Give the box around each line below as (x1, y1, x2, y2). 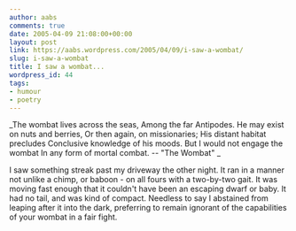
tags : (9, 79, 29, 88)
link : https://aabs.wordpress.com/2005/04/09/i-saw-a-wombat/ (9, 46, 244, 55)
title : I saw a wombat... (9, 63, 105, 72)
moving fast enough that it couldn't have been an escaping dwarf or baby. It (9, 183, 286, 195)
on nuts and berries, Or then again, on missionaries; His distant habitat (9, 129, 267, 140)
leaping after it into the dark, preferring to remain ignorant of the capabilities (9, 203, 287, 213)
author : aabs (9, 12, 58, 22)
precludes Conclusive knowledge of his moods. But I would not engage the (9, 138, 284, 149)
